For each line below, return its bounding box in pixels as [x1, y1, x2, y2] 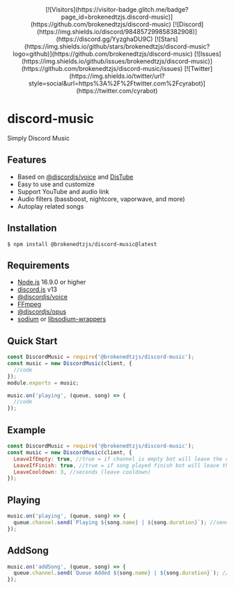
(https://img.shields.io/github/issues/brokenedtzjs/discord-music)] [21, 57, 213, 65]
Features [7, 154, 47, 166]
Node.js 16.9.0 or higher [17, 278, 86, 287]
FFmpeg [17, 300, 42, 309]
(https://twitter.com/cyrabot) [76, 87, 158, 95]
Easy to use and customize [17, 179, 95, 188]
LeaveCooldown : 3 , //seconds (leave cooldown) [13, 468, 151, 476]
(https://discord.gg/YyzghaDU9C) [56, 35, 153, 43]
